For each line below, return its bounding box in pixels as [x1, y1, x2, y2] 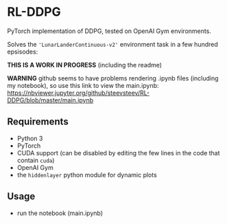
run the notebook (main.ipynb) [16, 209, 104, 217]
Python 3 [16, 134, 43, 142]
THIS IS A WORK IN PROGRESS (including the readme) [7, 60, 163, 69]
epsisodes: [7, 47, 38, 56]
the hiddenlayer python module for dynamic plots [16, 170, 158, 179]
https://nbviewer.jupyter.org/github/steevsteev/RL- [7, 89, 150, 97]
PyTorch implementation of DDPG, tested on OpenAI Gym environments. [7, 27, 211, 35]
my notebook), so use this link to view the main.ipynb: [7, 81, 159, 89]
